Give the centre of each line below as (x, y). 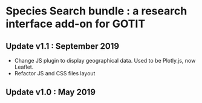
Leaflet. (24, 67)
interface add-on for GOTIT (76, 24)
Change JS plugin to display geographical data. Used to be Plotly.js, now (105, 61)
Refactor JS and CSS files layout (55, 73)
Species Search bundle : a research (96, 11)
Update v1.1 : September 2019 (62, 46)
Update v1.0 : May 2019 (51, 92)
